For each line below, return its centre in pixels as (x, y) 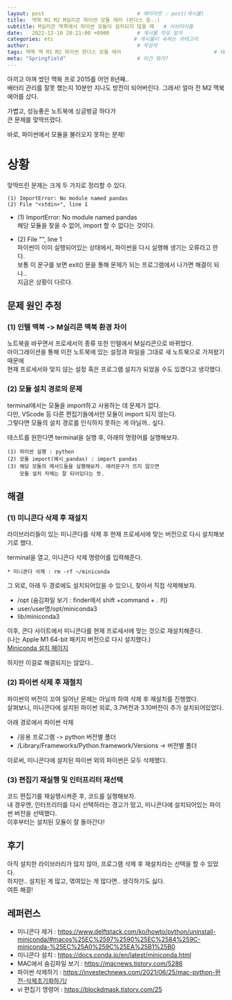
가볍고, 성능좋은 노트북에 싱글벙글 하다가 (61, 110)
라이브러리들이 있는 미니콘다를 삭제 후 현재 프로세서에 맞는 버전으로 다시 (104, 534)
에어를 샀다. (23, 96)
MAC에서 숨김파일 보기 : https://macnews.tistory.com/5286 (100, 963)
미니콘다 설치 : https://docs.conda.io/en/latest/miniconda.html (104, 954)
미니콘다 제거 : (37, 931)
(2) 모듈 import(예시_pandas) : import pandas (72, 459)
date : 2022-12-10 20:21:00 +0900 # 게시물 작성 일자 (95, 33)
